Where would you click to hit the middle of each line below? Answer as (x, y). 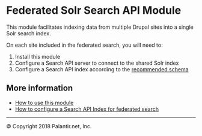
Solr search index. (29, 33)
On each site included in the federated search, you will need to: (85, 45)
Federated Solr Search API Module (94, 10)
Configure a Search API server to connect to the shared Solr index (97, 63)
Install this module (38, 56)
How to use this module (44, 102)
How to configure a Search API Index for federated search (87, 109)
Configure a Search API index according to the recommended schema (102, 69)
